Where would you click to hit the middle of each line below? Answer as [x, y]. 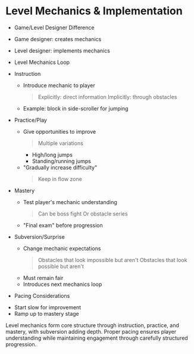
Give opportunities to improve [60, 131]
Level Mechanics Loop [42, 62]
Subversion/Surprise [39, 236]
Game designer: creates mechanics [58, 39]
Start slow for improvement [48, 307]
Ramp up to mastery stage [46, 313]
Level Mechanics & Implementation [94, 11]
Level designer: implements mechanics [62, 50]
